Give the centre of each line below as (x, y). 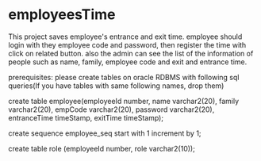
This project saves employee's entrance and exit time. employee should (125, 36)
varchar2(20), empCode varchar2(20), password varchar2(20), (111, 109)
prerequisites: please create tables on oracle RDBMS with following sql (124, 77)
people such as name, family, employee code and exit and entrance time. (128, 62)
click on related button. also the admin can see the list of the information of (131, 53)
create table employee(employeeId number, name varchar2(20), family (124, 101)
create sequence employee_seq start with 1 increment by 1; (105, 133)
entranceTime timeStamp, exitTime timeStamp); (86, 117)
